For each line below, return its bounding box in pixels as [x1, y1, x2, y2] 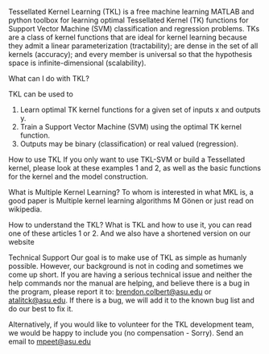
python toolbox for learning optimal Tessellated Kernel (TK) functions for [8, 15, 249, 25]
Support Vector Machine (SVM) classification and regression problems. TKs [8, 24, 260, 33]
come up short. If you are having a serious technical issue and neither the [8, 270, 252, 279]
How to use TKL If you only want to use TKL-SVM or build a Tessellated [8, 154, 246, 164]
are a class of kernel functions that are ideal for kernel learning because [8, 32, 247, 42]
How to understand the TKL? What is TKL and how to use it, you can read [8, 220, 252, 229]
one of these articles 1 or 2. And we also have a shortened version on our [8, 228, 251, 238]
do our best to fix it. [8, 304, 74, 313]
